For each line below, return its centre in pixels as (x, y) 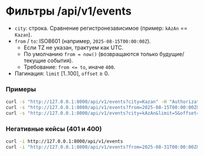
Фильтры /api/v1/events (69, 11)
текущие (35, 60)
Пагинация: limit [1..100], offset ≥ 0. (62, 73)
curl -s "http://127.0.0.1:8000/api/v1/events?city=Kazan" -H (86, 102)
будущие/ (172, 54)
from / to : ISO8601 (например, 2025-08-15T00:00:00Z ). (83, 41)
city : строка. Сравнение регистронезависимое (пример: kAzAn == (101, 28)
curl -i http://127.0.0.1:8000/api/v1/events (64, 141)
